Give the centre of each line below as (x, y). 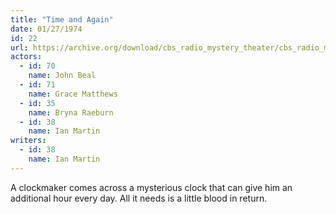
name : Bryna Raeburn (71, 112)
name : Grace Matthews (73, 94)
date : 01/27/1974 (46, 29)
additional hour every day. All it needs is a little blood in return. (139, 198)
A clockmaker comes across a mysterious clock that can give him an (151, 187)
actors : (26, 57)
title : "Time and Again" (62, 19)
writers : (28, 141)
